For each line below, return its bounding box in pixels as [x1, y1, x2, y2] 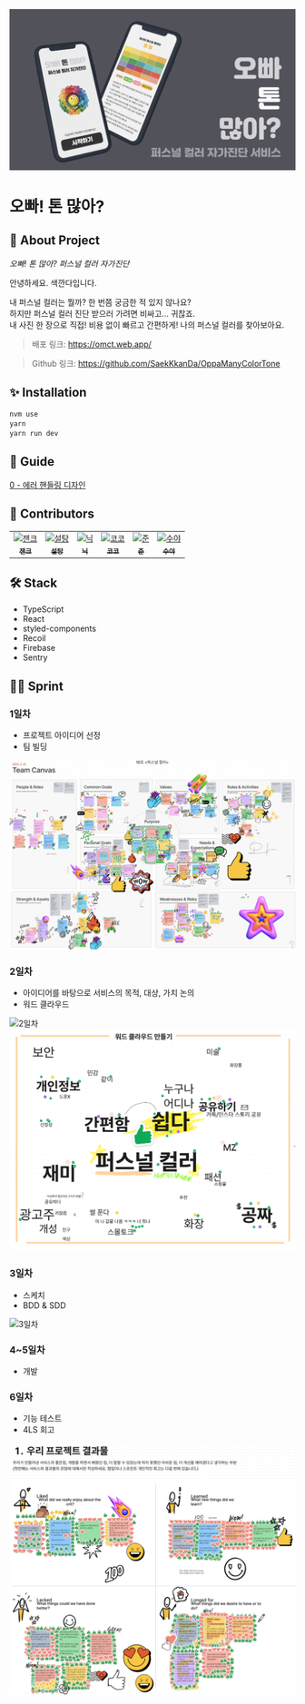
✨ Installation [9, 384, 87, 399]
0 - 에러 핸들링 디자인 [9, 479, 86, 490]
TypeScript [22, 604, 64, 615]
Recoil [22, 633, 46, 644]
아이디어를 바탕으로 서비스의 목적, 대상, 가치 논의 [22, 988, 195, 999]
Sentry [22, 652, 48, 663]
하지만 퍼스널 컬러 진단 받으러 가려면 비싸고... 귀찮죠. [9, 308, 196, 319]
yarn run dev [9, 429, 59, 438]
